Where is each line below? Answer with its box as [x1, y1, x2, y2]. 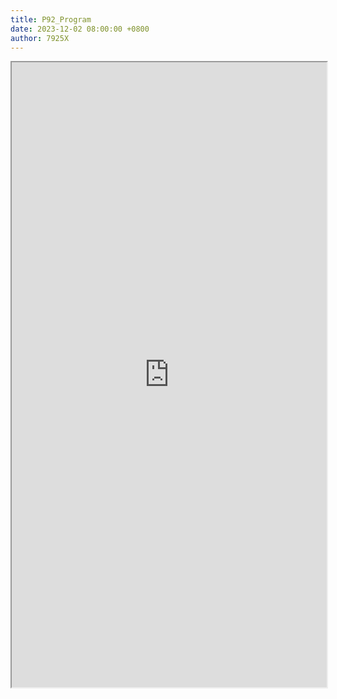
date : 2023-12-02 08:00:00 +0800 [10, 24, 150, 34]
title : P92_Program [10, 14, 92, 25]
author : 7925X [10, 33, 70, 43]
